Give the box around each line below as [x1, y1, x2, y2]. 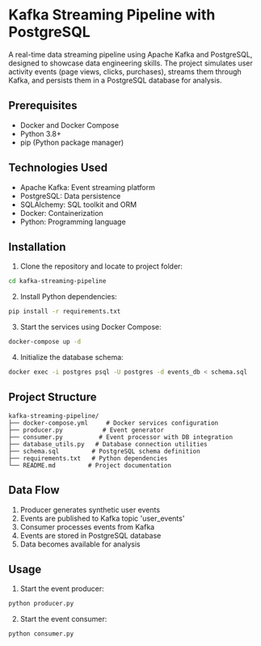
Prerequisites [8, 99, 78, 112]
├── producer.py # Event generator [8, 426, 164, 434]
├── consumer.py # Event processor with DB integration [8, 433, 233, 441]
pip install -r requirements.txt [8, 307, 121, 316]
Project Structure [8, 391, 97, 404]
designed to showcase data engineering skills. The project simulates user [8, 58, 253, 68]
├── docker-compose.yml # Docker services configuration [8, 419, 219, 427]
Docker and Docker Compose [19, 120, 120, 130]
